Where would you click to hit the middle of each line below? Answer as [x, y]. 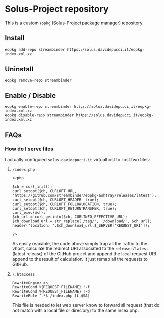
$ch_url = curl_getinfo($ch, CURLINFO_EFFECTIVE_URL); [70, 217]
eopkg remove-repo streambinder [38, 80]
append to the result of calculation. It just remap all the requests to [80, 259]
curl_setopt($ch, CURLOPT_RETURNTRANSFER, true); [64, 209]
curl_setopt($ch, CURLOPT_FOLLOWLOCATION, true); [64, 204]
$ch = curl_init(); [32, 187]
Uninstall [19, 69]
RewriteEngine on [30, 283]
